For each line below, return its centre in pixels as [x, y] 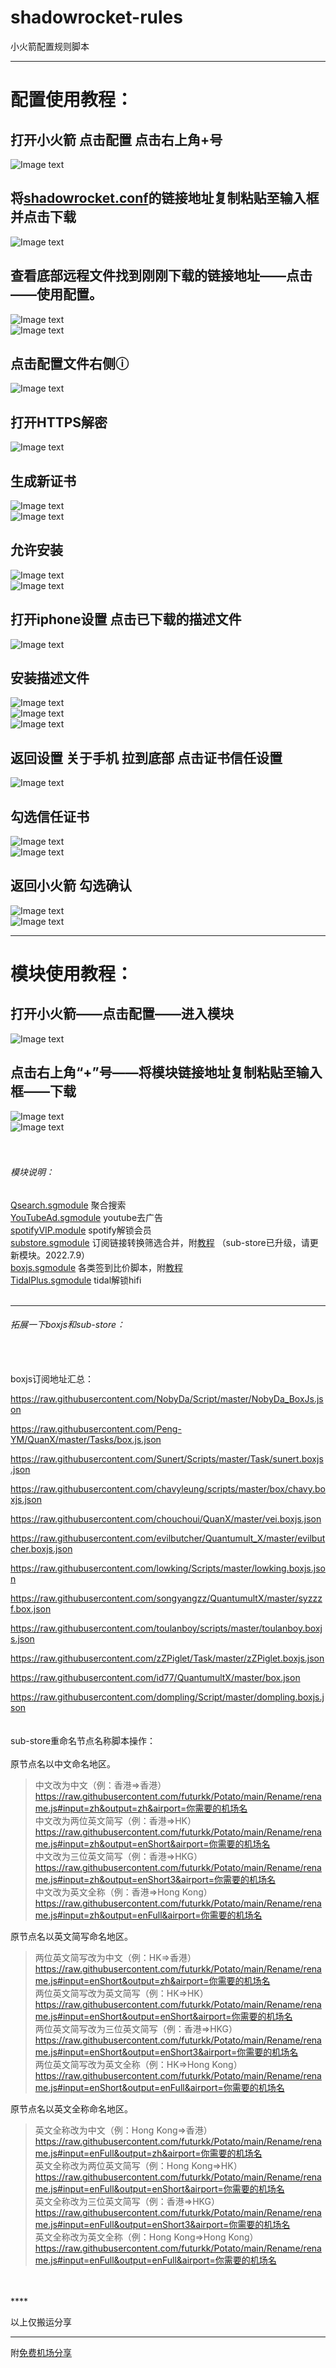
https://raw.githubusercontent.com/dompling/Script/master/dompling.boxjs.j [167, 1697]
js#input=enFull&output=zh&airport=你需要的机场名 [156, 2153]
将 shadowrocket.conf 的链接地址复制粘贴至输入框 [165, 198]
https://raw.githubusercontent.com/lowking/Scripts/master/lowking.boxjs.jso [168, 1568]
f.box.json [31, 1609]
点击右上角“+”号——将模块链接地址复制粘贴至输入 [166, 1072]
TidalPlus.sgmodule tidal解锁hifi [76, 1280]
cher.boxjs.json [41, 1549]
